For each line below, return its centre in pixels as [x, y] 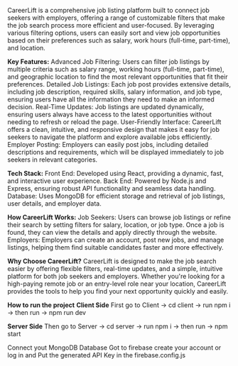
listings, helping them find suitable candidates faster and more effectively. [115, 247]
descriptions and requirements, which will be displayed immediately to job [115, 152]
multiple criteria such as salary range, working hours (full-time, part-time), [116, 69]
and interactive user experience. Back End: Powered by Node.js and [107, 181]
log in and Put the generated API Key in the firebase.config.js [97, 355]
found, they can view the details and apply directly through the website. [112, 232]
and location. [27, 48]
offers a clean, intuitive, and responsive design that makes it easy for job [114, 129]
